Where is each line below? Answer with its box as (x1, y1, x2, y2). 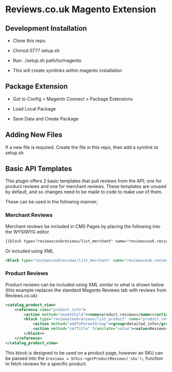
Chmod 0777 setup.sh (12, 48, 60, 53)
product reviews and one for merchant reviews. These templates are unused (5, 183, 166, 190)
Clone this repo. (12, 37, 47, 44)
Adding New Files (5, 131, 62, 139)
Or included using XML (5, 247, 54, 254)
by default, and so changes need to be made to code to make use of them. (5, 189, 163, 195)
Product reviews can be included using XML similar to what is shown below (5, 281, 164, 287)
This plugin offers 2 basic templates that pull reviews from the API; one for (5, 178, 162, 184)
